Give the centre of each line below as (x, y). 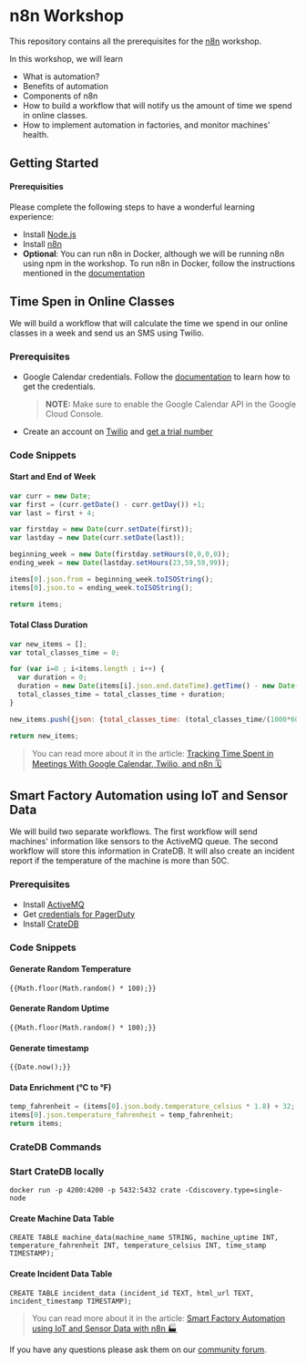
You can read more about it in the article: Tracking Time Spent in (153, 753)
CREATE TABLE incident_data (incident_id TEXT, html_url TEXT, (132, 1293)
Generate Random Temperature (71, 969)
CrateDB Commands (56, 1147)
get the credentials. (59, 386)
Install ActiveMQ (53, 904)
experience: (32, 216)
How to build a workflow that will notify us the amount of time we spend (158, 105)
